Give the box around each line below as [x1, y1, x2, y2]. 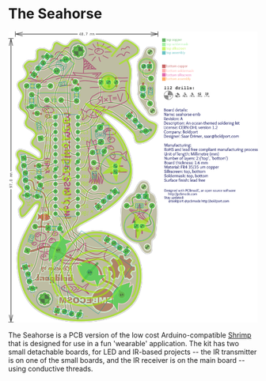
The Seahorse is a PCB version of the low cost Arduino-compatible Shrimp [8, 330, 252, 340]
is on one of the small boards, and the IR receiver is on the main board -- [8, 356, 245, 365]
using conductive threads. [8, 364, 93, 374]
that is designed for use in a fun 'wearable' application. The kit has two [8, 339, 240, 349]
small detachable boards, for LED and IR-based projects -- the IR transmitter [8, 347, 257, 356]
